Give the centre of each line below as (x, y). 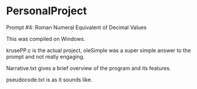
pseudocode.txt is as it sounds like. (49, 80)
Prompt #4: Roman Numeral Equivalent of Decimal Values (77, 27)
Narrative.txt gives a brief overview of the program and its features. (88, 68)
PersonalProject (47, 11)
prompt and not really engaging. (45, 56)
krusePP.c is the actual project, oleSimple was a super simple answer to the (99, 50)
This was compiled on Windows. (46, 39)
